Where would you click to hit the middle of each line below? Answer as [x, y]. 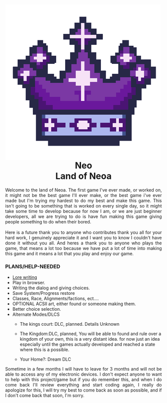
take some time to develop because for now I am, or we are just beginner [83, 211]
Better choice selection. [37, 309]
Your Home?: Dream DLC [45, 359]
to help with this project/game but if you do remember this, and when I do [83, 380]
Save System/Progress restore [43, 293]
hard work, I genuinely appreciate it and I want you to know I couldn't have [83, 237]
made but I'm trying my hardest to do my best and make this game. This [83, 201]
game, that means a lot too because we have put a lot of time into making [83, 248]
